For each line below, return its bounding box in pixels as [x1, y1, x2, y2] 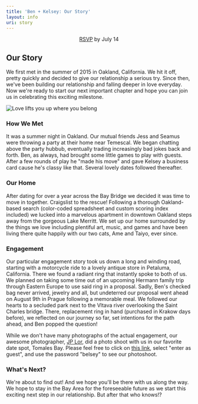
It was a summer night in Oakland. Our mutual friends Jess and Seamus [6, 133, 180, 140]
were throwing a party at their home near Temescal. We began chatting [6, 139, 179, 146]
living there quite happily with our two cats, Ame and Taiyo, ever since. [6, 230, 178, 237]
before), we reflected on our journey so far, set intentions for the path [6, 314, 175, 322]
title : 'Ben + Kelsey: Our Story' [6, 8, 91, 15]
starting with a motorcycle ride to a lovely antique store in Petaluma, [6, 264, 171, 271]
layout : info [6, 14, 38, 20]
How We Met [6, 120, 44, 128]
